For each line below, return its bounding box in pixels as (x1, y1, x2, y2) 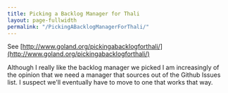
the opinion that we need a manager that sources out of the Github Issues (7, 71, 221, 79)
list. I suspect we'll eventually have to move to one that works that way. (7, 78, 213, 87)
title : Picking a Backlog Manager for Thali (7, 10, 140, 17)
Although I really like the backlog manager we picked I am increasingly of (7, 64, 220, 72)
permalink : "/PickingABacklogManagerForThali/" (7, 23, 150, 30)
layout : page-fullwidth (7, 17, 77, 24)
